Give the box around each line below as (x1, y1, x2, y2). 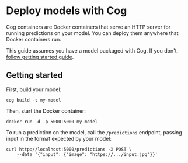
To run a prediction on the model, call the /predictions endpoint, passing (6, 129, 182, 136)
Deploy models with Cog (6, 4, 127, 18)
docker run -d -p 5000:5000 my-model (6, 119, 98, 124)
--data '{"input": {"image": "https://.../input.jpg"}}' (16, 151, 158, 157)
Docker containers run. (6, 36, 61, 43)
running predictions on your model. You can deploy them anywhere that (6, 29, 179, 36)
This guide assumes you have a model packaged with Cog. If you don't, (6, 47, 179, 54)
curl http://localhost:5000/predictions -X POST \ (6, 146, 132, 152)
